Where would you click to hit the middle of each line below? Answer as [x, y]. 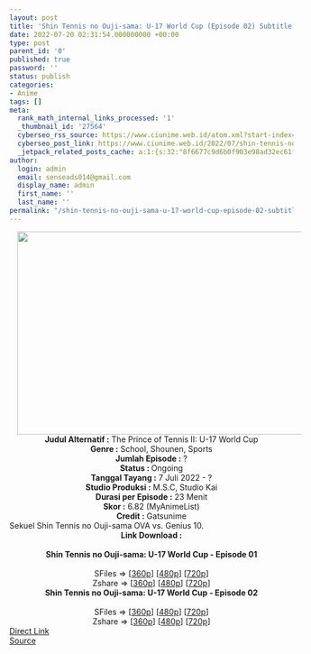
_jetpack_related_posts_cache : [76, 152]
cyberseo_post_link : [56, 143]
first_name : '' [46, 194]
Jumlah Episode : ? [151, 458]
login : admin [42, 169]
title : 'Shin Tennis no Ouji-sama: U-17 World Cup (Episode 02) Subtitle [151, 26]
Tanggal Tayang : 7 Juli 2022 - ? [151, 477]
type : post [30, 43]
